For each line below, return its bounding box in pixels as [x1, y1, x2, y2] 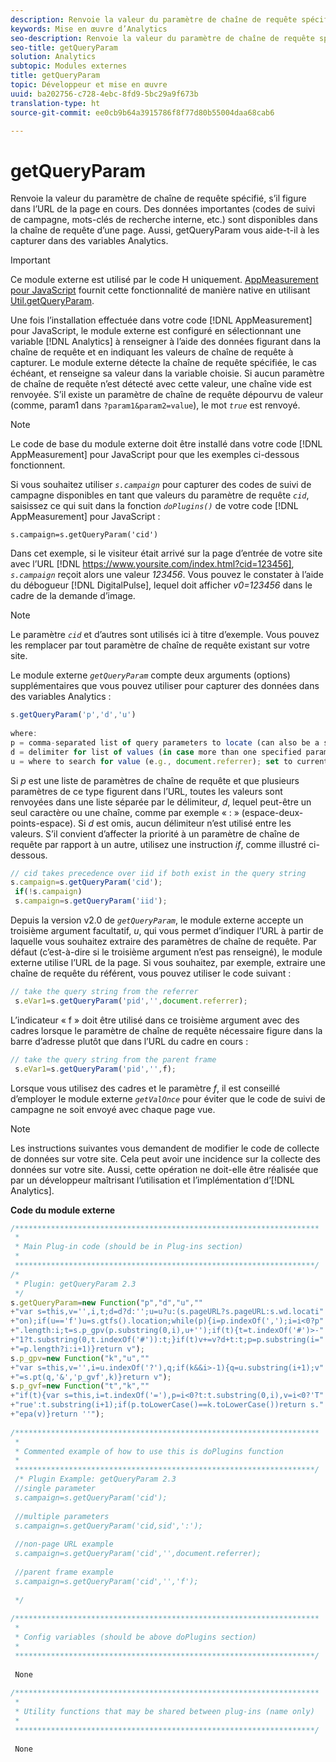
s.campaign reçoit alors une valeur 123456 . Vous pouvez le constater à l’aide [10, 569, 324, 581]
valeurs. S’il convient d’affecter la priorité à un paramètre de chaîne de [10, 827, 300, 840]
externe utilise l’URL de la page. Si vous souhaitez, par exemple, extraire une [10, 957, 327, 969]
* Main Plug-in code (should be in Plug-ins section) [14, 1242, 244, 1252]
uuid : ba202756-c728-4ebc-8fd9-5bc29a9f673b [10, 89, 199, 99]
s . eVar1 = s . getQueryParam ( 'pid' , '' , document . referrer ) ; [14, 996, 248, 1006]
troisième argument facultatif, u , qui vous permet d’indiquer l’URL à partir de [10, 925, 324, 937]
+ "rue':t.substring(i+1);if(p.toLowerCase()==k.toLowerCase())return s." [10, 1400, 325, 1410]
